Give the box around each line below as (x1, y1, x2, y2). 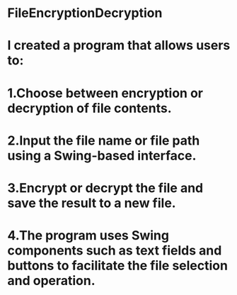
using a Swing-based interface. (7, 147, 197, 164)
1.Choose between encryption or (7, 85, 204, 101)
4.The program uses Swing (7, 228, 170, 244)
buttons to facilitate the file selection (7, 257, 229, 274)
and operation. (7, 273, 96, 289)
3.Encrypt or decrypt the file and (7, 179, 204, 196)
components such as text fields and (7, 243, 222, 259)
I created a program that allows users (7, 38, 231, 54)
